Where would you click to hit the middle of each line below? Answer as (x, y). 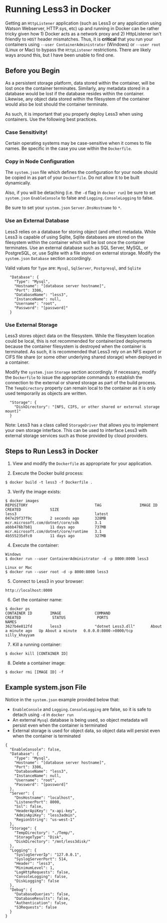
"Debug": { (21, 890)
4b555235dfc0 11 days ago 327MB (56, 536)
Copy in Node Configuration (40, 161)
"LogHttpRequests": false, (42, 872)
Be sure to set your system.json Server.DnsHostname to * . (63, 208)
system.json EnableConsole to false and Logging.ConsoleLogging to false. (79, 198)
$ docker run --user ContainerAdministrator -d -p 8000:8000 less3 (77, 559)
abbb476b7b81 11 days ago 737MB (56, 527)
